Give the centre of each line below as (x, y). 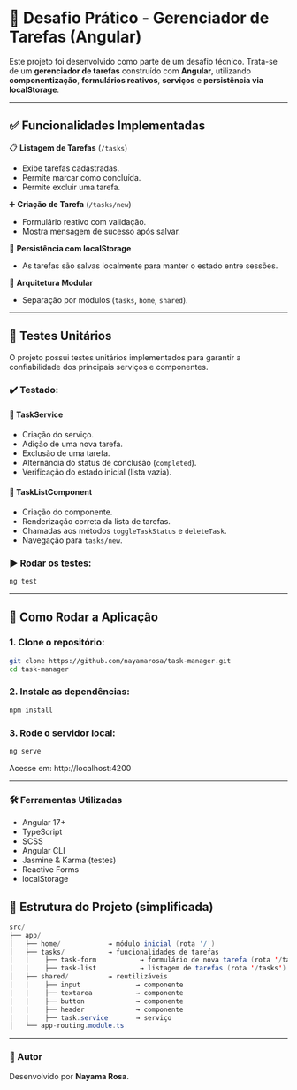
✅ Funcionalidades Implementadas (107, 126)
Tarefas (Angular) (76, 37)
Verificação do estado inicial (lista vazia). (97, 472)
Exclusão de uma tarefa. (66, 453)
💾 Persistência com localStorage (70, 248)
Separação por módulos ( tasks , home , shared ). (105, 299)
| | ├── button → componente (96, 1001)
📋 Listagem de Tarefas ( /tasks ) (69, 147)
